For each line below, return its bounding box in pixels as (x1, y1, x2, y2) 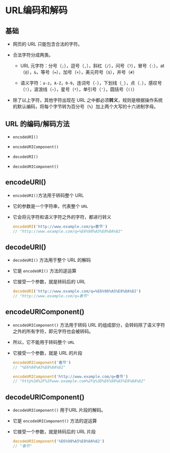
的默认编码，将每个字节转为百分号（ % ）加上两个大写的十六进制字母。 (12, 103, 158, 110)
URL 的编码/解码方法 (5, 120, 70, 128)
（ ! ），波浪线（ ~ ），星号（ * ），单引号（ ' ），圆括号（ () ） (20, 86, 137, 92)
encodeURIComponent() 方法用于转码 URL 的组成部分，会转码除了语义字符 (12, 322, 165, 328)
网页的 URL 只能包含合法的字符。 (12, 41, 83, 47)
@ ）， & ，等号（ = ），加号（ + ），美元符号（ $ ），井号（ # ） (25, 69, 137, 75)
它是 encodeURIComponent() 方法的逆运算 (12, 418, 97, 424)
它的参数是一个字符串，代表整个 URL (12, 203, 88, 209)
